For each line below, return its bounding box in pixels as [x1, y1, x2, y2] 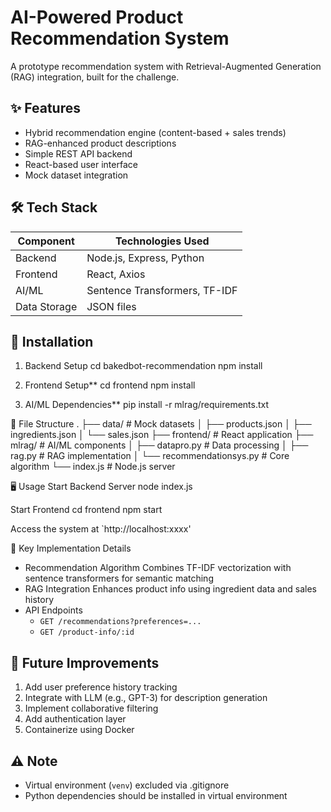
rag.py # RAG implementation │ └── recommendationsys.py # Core [10, 450, 290, 462]
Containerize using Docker [24, 724, 135, 736]
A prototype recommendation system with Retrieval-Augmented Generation [10, 60, 322, 72]
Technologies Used [114, 234, 210, 248]
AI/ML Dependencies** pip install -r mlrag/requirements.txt [24, 399, 270, 411]
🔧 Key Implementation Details [10, 542, 132, 555]
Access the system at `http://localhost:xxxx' [10, 523, 192, 535]
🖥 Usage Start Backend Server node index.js [10, 481, 193, 493]
